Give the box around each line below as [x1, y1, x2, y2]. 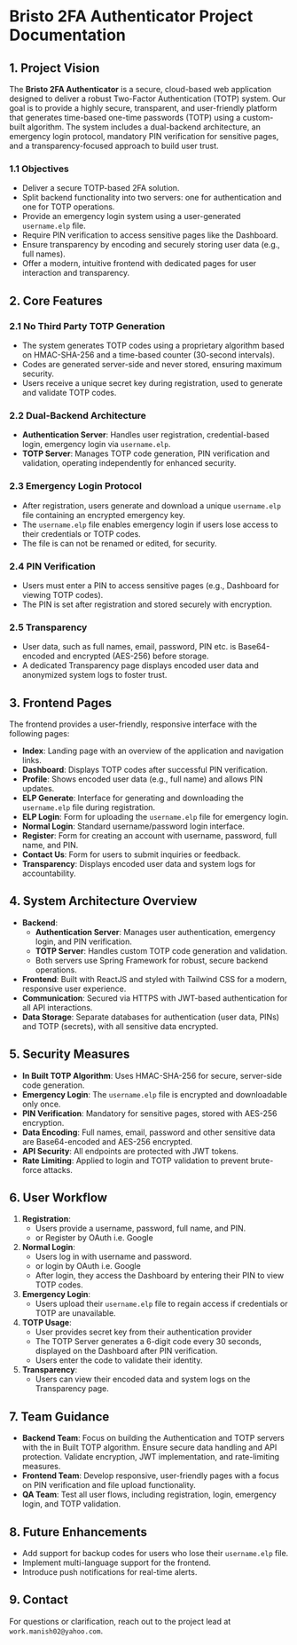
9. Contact [9, 1593, 68, 1608]
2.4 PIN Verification [9, 560, 96, 572]
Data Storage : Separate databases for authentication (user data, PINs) [21, 1011, 280, 1022]
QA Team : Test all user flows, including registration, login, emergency [21, 1489, 277, 1500]
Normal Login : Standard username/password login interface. [21, 821, 246, 831]
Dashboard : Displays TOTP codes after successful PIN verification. [21, 764, 269, 775]
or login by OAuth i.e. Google [35, 1261, 142, 1271]
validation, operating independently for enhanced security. [21, 458, 237, 468]
